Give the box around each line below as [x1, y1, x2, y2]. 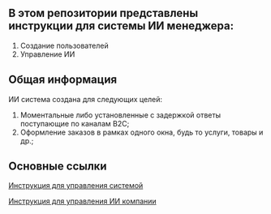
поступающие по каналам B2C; [19, 118, 130, 128]
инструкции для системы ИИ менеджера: [8, 19, 234, 33]
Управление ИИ [19, 49, 75, 59]
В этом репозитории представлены [8, 6, 199, 20]
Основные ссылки [8, 160, 107, 173]
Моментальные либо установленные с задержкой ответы [19, 109, 222, 120]
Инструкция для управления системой [8, 181, 144, 190]
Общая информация [8, 73, 118, 87]
